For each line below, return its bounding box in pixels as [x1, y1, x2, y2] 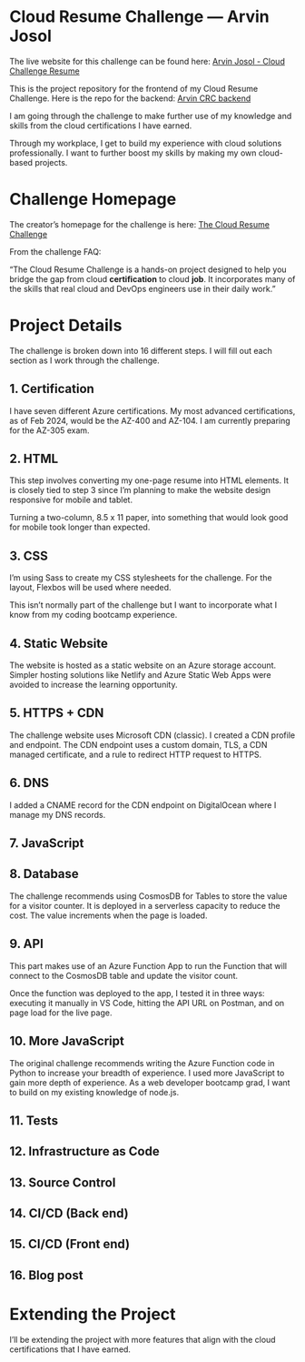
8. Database [9, 866, 79, 882]
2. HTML [9, 451, 59, 467]
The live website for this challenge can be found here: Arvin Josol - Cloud [9, 55, 286, 66]
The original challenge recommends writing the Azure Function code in [9, 1057, 275, 1068]
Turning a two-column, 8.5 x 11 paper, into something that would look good [9, 512, 289, 523]
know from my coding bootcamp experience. [9, 610, 178, 620]
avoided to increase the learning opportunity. [9, 680, 178, 691]
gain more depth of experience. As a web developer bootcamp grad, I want [9, 1076, 290, 1088]
